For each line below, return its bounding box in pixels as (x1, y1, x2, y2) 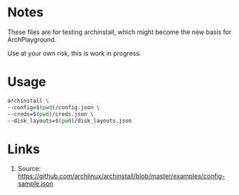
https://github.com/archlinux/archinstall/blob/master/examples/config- (17, 172, 225, 181)
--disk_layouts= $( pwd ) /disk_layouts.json (7, 117, 132, 124)
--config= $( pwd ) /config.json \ (7, 104, 100, 111)
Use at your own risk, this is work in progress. (7, 49, 142, 57)
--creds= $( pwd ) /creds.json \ (7, 111, 94, 118)
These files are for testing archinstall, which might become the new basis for (7, 28, 232, 36)
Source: (17, 165, 41, 173)
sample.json (17, 179, 53, 188)
